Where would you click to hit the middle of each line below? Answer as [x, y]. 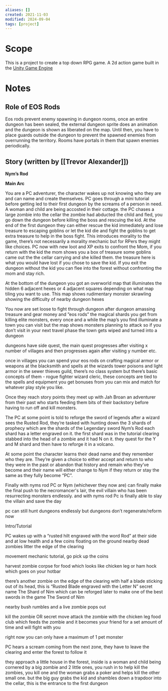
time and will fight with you [33, 627]
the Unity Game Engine [29, 68]
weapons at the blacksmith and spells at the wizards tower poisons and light [84, 366]
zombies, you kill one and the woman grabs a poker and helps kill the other [82, 673]
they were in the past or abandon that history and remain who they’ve [77, 465]
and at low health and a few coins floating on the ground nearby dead [77, 541]
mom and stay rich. [25, 273]
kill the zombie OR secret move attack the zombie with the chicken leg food [83, 617]
